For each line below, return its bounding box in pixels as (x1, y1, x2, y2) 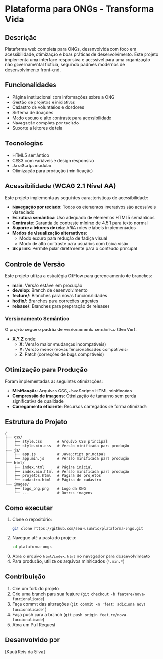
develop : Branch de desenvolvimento (12, 288, 88, 293)
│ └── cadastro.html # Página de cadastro (5, 477, 101, 483)
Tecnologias (5, 139, 43, 147)
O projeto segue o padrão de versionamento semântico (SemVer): (5, 326, 137, 332)
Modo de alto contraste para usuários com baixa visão (19, 241, 129, 247)
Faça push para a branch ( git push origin (12, 611, 98, 617)
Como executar (5, 504, 53, 512)
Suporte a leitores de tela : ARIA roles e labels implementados (12, 225, 136, 231)
